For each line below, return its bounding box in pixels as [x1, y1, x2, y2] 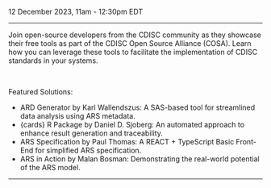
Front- [236, 137, 256, 146]
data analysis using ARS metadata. [19, 111, 135, 120]
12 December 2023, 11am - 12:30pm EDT [8, 7, 144, 16]
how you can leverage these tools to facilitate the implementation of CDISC [8, 48, 258, 56]
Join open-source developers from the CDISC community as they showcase [8, 30, 262, 40]
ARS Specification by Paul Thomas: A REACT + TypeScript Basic [19, 137, 235, 146]
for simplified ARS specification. [35, 145, 142, 155]
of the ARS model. [19, 163, 81, 172]
